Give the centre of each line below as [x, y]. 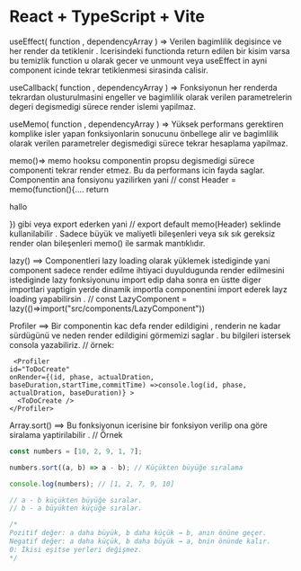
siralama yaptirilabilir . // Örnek [66, 434]
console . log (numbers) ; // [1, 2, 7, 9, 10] [92, 484]
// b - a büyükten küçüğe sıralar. [76, 509]
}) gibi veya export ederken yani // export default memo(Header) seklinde [145, 224]
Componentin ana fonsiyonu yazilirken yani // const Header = [123, 179]
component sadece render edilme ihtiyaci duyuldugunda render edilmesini [147, 270]
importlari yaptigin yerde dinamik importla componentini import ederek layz [148, 289]
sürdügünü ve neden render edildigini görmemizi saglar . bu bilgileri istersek [150, 335]
